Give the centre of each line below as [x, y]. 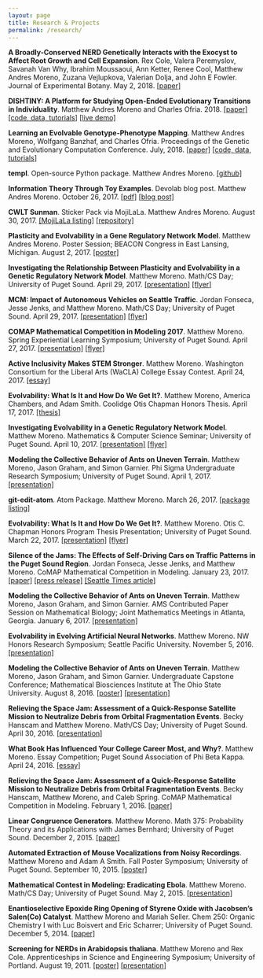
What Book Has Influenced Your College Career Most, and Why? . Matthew [131, 749]
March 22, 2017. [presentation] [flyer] [68, 541]
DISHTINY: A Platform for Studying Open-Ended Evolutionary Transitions [130, 101]
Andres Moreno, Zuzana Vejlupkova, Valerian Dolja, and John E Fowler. [123, 78]
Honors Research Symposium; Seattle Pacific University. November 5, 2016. [131, 644]
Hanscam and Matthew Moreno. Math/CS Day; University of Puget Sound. [128, 725]
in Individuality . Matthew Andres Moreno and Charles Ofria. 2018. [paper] [128, 109]
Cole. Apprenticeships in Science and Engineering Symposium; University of [132, 958]
